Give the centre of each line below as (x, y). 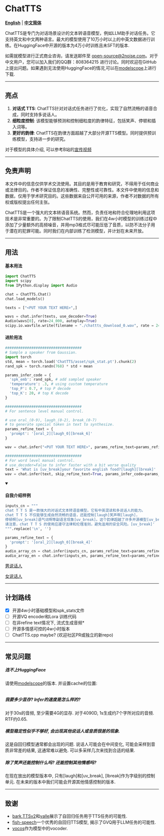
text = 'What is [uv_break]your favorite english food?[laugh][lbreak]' (81, 470)
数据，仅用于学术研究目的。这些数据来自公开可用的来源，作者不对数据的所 (80, 196)
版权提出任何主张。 (33, 202)
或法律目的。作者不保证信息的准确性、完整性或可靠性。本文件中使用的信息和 (82, 190)
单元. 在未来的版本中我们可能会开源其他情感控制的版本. (61, 782)
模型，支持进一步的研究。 (42, 139)
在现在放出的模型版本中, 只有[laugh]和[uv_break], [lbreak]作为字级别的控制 (80, 776)
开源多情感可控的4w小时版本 (41, 629)
